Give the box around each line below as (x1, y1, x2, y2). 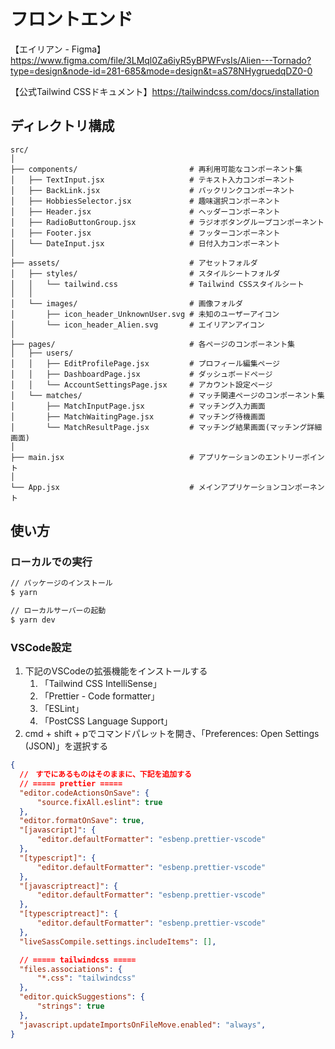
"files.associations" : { (19, 964, 123, 974)
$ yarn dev (10, 615, 56, 625)
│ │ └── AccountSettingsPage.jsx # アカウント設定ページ (10, 380, 273, 390)
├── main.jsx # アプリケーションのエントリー (10, 452, 303, 462)
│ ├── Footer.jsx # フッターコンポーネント (10, 228, 281, 238)
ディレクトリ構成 (10, 118, 115, 135)
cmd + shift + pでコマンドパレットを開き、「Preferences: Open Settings (24, 728, 320, 740)
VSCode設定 (10, 640, 72, 654)
